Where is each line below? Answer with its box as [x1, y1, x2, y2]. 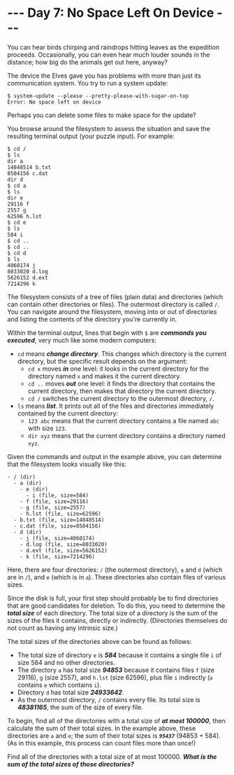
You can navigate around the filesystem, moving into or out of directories [7, 307, 217, 316]
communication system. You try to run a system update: [7, 78, 168, 87]
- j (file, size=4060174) [20, 535, 96, 542]
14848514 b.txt [7, 163, 52, 171]
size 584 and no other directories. [17, 658, 115, 666]
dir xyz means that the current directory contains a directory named [27, 431, 226, 439]
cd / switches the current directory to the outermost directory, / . [27, 394, 214, 402]
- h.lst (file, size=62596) [20, 510, 101, 517]
